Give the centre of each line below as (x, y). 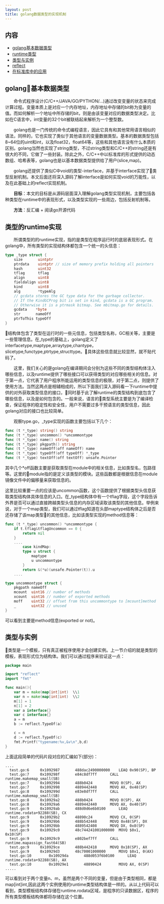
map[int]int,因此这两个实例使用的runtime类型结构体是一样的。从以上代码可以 (82, 884)
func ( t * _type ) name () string (37, 440)
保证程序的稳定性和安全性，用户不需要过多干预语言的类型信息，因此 (82, 405)
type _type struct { (26, 255)
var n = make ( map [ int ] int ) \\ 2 (47, 696)
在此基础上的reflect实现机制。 (39, 183)
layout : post (18, 10)
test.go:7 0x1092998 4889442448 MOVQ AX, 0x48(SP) (78, 787)
